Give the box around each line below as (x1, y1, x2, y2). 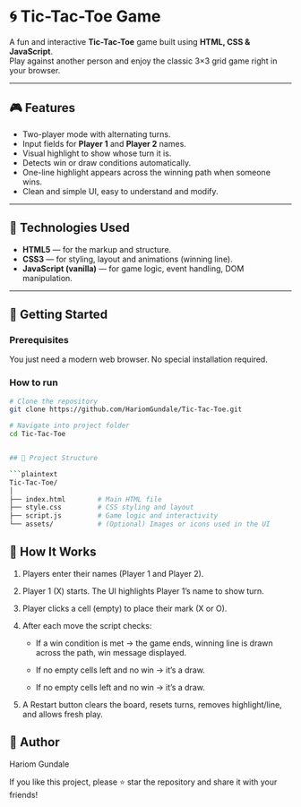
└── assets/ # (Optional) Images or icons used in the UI (9, 519, 271, 529)
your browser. (9, 64, 61, 75)
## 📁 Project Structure (9, 454, 99, 463)
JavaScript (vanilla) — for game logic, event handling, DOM (21, 262, 245, 274)
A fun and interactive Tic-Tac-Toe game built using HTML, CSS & (9, 36, 251, 47)
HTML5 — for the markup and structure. (21, 244, 172, 254)
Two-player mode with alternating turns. (21, 128, 172, 140)
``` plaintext (9, 469, 58, 478)
